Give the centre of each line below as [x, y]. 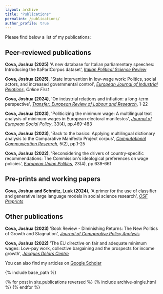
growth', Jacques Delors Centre [37, 253]
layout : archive [21, 10]
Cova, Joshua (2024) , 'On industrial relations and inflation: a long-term [77, 99]
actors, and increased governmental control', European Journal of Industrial [81, 84]
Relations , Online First [27, 90]
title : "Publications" [28, 14]
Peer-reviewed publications [48, 53]
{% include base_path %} [31, 272]
